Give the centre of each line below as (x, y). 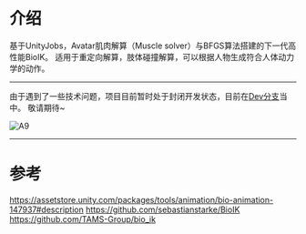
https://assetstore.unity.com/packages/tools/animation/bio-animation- (142, 199)
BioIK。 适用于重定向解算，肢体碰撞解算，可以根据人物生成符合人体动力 (160, 56)
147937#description (46, 209)
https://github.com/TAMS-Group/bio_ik (83, 219)
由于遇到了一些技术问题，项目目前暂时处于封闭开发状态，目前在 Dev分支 (144, 96)
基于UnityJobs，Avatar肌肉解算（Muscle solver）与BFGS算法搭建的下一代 (149, 46)
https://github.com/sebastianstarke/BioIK (163, 209)
